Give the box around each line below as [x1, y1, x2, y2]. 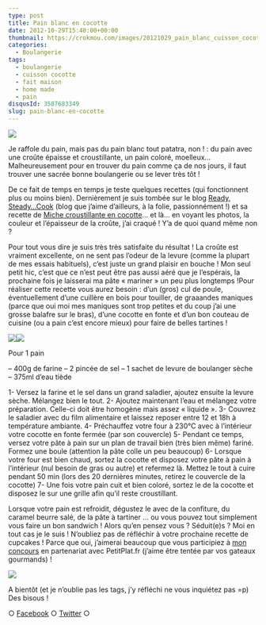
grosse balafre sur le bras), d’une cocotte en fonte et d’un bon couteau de [8, 310, 249, 319]
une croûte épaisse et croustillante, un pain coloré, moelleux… [8, 152, 211, 162]
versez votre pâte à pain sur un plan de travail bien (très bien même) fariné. [8, 438, 254, 447]
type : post [8, 11, 44, 20]
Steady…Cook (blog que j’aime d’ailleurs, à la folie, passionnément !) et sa [8, 201, 248, 211]
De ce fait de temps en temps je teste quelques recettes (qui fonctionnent [8, 185, 249, 194]
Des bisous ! [8, 593, 49, 603]
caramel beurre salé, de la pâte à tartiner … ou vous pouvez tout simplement [8, 512, 257, 522]
